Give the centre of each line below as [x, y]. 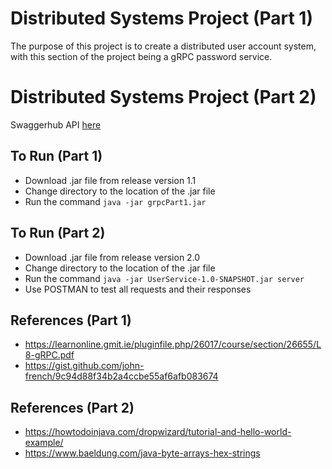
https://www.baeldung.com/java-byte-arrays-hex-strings [142, 453]
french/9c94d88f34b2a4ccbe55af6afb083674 [121, 376]
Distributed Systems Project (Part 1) [161, 18]
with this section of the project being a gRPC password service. [141, 56]
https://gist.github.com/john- [84, 366]
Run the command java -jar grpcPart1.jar [115, 201]
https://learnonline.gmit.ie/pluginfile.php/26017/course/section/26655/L [173, 344]
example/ [44, 443]
